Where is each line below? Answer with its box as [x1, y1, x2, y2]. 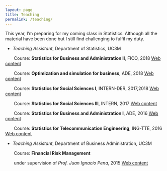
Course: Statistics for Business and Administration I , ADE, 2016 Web [14, 110, 158, 116]
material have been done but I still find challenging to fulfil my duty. [5, 36, 144, 42]
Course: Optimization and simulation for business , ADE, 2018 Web [14, 70, 154, 76]
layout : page [5, 7, 33, 13]
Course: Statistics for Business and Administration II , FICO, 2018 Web [14, 55, 161, 61]
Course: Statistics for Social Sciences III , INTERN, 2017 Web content [14, 101, 157, 107]
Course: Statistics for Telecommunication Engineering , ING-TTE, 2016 [14, 125, 162, 131]
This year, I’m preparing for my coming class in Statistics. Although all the [5, 31, 157, 37]
